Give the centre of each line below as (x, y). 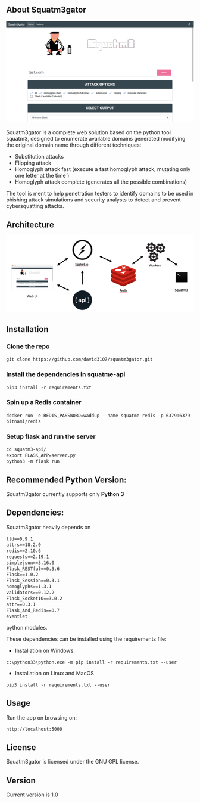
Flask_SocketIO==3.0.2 (34, 599)
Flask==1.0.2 (22, 575)
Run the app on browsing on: (42, 717)
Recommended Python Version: (66, 480)
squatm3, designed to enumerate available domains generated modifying (96, 138)
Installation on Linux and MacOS (54, 673)
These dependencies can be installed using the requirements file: (86, 639)
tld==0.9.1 (20, 539)
